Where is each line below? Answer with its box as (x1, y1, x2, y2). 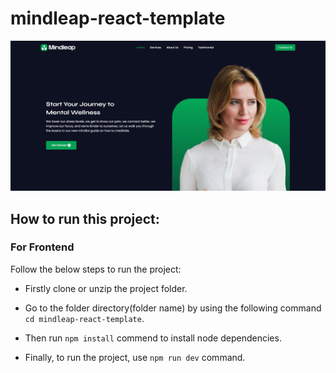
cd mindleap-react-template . (24, 312, 145, 324)
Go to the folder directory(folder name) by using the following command (24, 302, 322, 314)
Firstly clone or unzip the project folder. (24, 282, 188, 294)
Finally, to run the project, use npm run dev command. (24, 351, 246, 363)
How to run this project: (10, 210, 160, 227)
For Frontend (10, 240, 75, 254)
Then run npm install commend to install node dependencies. (24, 332, 282, 344)
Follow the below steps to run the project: (10, 263, 182, 275)
